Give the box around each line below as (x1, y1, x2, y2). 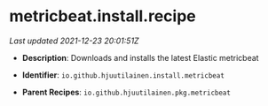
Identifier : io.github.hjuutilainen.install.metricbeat (21, 69, 225, 80)
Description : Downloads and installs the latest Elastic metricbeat (21, 52, 259, 63)
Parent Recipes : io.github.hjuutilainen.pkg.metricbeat (21, 87, 231, 97)
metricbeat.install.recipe (9, 6, 197, 26)
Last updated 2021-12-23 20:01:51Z (9, 35, 139, 46)
